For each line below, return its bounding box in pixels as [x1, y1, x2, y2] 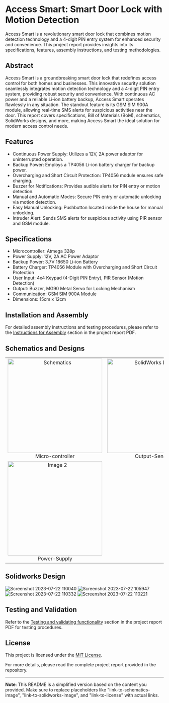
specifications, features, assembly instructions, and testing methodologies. [5, 47, 161, 53]
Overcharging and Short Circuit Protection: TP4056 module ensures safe [12, 172, 163, 178]
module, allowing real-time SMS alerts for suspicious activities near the [5, 107, 153, 113]
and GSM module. [12, 220, 50, 226]
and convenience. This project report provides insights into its [5, 41, 134, 47]
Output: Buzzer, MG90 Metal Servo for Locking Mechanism [12, 286, 135, 292]
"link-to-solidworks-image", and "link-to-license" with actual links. [22, 692, 159, 698]
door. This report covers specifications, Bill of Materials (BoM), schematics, [5, 112, 161, 118]
